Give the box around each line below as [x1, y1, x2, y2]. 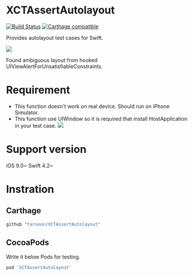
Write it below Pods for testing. [6, 253, 81, 260]
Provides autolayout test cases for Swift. [6, 34, 104, 41]
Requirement [6, 83, 70, 97]
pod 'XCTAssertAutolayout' [6, 264, 72, 270]
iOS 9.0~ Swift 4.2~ [6, 162, 54, 169]
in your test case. [14, 122, 57, 129]
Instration [6, 183, 54, 196]
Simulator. [14, 109, 39, 116]
